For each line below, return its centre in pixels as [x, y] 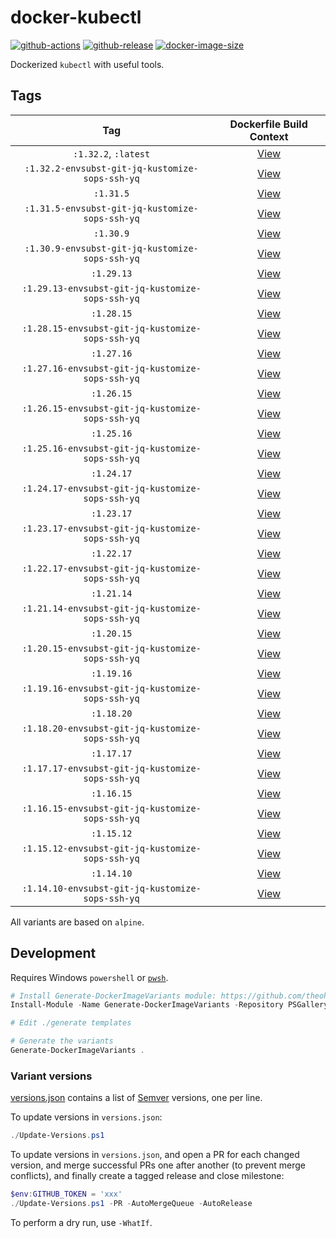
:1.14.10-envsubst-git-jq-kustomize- [111, 888]
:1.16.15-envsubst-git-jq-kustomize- [111, 808]
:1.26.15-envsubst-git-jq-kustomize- [111, 408]
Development [53, 953]
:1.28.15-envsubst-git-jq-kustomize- [111, 328]
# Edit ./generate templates [71, 1023]
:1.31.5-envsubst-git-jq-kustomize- [111, 208]
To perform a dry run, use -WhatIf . [81, 1222]
